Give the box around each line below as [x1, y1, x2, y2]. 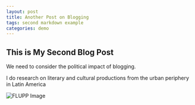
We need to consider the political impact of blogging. [6, 63, 136, 70]
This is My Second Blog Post [6, 47, 114, 57]
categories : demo [6, 25, 49, 31]
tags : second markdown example [6, 20, 84, 26]
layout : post [6, 8, 39, 15]
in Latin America [6, 81, 46, 88]
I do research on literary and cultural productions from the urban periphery [6, 75, 189, 82]
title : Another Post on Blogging [6, 14, 89, 20]
